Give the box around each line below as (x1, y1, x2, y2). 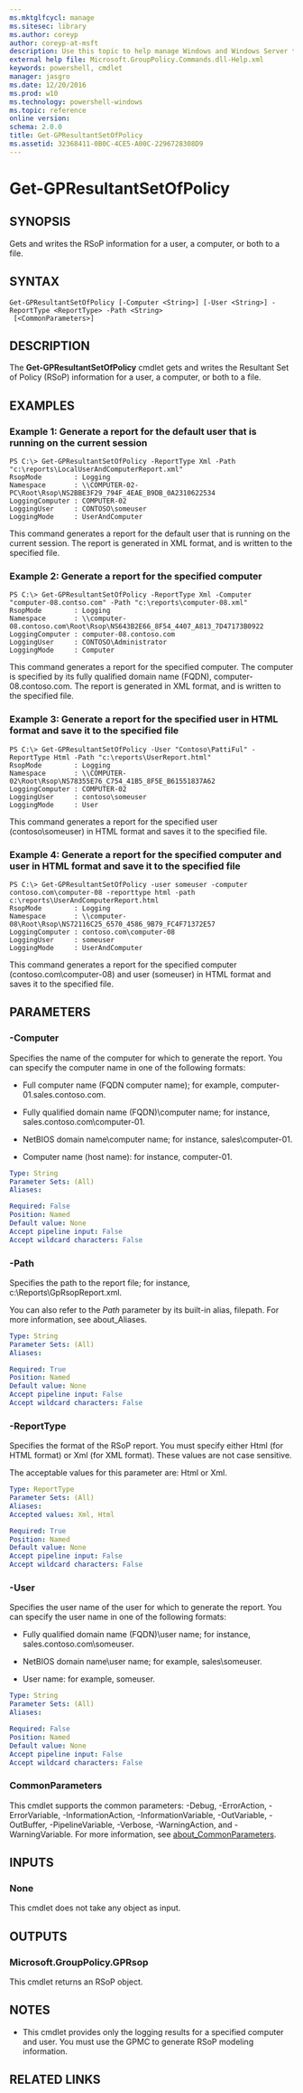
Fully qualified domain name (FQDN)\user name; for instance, (22, 1629, 251, 1640)
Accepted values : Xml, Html (9, 1510, 115, 1519)
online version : (9, 114, 70, 123)
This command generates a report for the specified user (9, 816, 218, 827)
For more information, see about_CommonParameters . (75, 1828, 277, 1840)
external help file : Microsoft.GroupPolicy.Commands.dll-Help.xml (9, 55, 264, 64)
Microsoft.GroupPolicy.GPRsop (9, 1956, 149, 1968)
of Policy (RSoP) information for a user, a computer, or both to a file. (9, 372, 262, 382)
